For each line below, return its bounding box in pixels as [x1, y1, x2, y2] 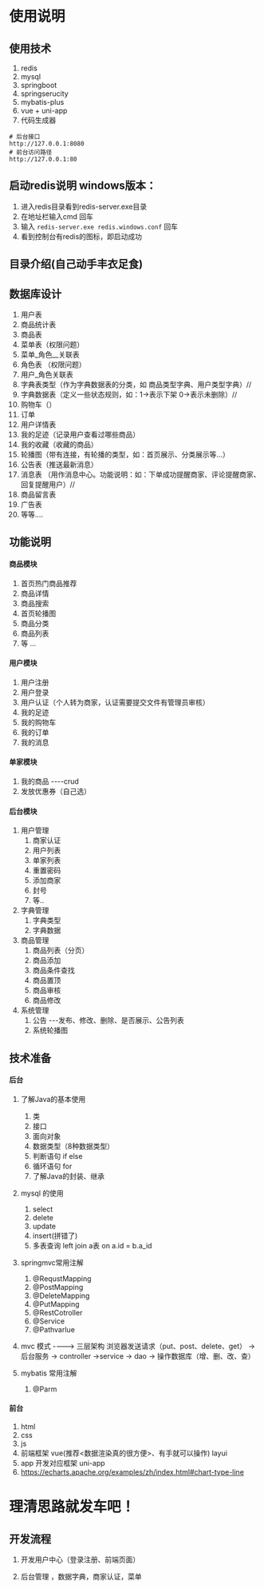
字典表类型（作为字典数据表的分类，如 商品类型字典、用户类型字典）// [20, 380, 252, 389]
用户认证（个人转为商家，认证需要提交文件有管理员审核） [20, 697, 210, 707]
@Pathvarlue [32, 1324, 75, 1334]
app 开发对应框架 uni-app [20, 1459, 106, 1468]
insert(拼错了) [32, 1231, 78, 1240]
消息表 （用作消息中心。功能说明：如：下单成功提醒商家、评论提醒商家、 [20, 469, 261, 480]
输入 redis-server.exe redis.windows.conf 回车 [20, 222, 179, 231]
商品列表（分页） [32, 945, 89, 956]
